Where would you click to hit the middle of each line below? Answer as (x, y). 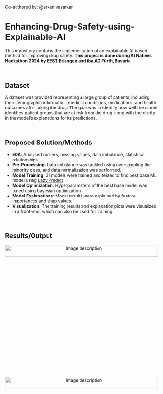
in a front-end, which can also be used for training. (63, 211)
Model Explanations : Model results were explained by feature (74, 196)
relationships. (25, 160)
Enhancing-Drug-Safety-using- (70, 27)
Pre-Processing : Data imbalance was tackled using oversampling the (81, 164)
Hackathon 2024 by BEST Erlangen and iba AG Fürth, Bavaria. (68, 61)
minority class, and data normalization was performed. (66, 170)
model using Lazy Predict (37, 180)
